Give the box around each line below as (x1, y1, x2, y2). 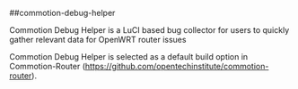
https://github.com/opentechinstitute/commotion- (84, 61, 269, 71)
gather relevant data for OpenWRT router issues (9, 35, 187, 44)
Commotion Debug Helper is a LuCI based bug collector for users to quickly (9, 25, 290, 35)
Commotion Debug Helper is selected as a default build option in (9, 52, 249, 61)
